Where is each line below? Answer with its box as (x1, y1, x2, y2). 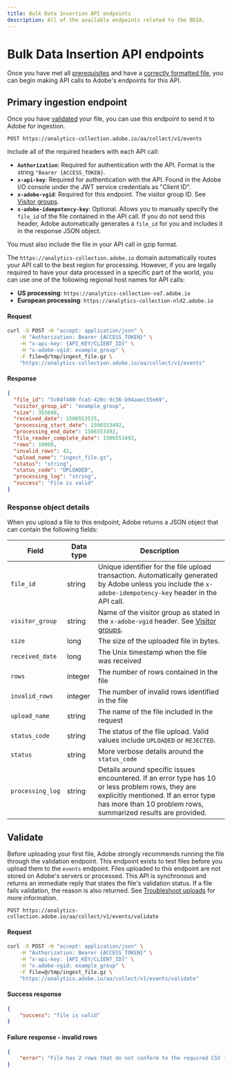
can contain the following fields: (7, 525, 98, 534)
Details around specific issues (97, 765, 195, 774)
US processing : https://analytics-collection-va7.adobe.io (17, 289, 191, 297)
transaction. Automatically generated (97, 571, 218, 580)
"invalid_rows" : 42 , (13, 447, 72, 454)
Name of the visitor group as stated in (97, 608, 220, 618)
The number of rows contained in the (97, 667, 218, 677)
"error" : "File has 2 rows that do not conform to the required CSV (19, 1055, 221, 1062)
